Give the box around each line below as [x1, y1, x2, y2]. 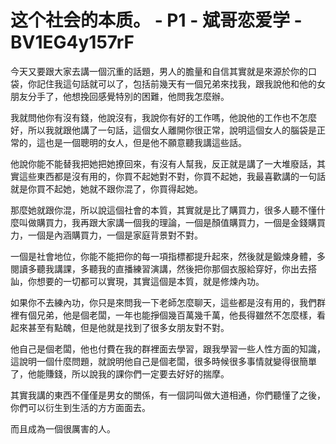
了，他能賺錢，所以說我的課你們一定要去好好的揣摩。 [10, 367, 230, 380]
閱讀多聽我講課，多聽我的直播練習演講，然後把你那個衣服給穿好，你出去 [10, 262, 308, 275]
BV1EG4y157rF [10, 31, 135, 54]
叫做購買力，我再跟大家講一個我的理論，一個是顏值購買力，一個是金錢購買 [18, 216, 326, 228]
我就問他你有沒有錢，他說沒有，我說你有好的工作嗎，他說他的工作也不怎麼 [10, 111, 317, 123]
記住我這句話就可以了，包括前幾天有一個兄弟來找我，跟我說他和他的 [36, 77, 317, 90]
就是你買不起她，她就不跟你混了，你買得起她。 [10, 182, 203, 195]
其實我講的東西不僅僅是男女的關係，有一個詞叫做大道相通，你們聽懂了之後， [10, 389, 326, 401]
